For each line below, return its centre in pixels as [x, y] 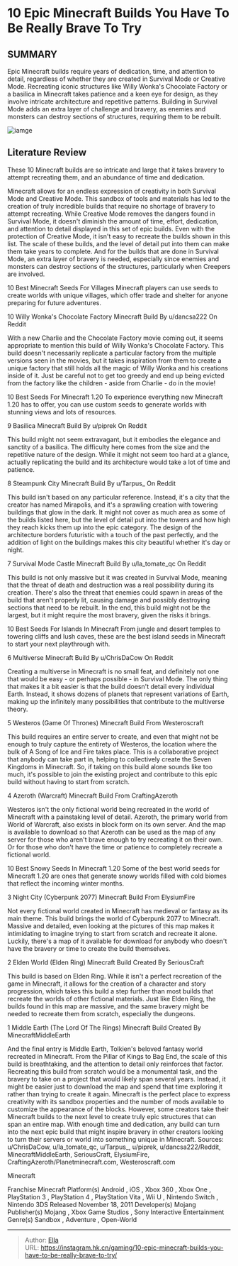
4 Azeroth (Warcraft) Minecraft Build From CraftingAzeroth [93, 796]
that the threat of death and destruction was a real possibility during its [111, 585]
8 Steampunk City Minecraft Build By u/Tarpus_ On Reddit [91, 483]
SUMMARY [33, 54]
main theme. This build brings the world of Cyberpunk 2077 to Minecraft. [114, 918]
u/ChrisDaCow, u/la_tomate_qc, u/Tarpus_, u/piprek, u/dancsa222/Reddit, [114, 1147]
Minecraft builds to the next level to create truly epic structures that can [112, 1116]
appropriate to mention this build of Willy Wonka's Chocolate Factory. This [116, 345]
